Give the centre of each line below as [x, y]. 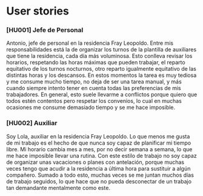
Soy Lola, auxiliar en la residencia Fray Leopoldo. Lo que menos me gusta [98, 136]
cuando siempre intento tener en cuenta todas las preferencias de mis [94, 88]
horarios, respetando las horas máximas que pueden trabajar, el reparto [96, 62]
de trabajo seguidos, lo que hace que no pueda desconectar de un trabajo [99, 181]
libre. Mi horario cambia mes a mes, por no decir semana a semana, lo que [99, 149]
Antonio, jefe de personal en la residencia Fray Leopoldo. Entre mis [90, 43]
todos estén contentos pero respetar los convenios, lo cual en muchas [94, 101]
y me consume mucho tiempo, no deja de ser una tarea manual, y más [94, 82]
